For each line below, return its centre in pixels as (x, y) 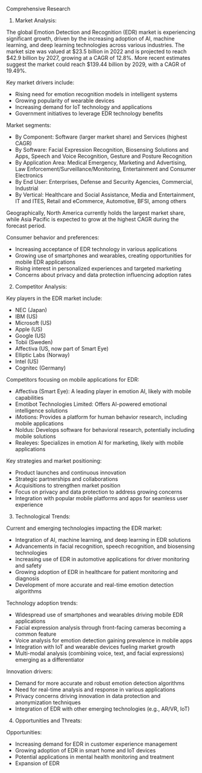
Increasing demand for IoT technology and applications (84, 107)
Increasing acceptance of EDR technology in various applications (96, 249)
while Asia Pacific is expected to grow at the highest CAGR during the (93, 219)
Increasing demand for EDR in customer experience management (96, 744)
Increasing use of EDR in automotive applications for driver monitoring (102, 559)
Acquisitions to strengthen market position (68, 485)
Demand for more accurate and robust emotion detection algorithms (100, 683)
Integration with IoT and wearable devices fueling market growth (95, 647)
